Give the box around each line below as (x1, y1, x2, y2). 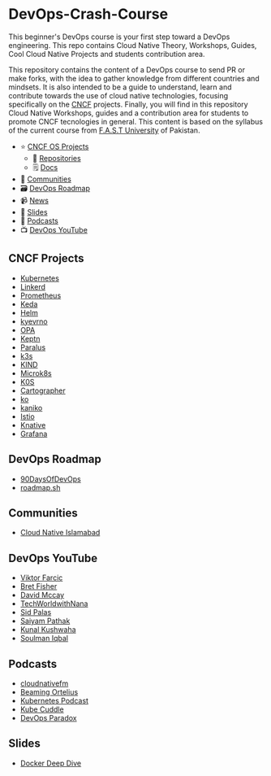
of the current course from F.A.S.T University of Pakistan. (8, 125, 200, 135)
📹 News (19, 195, 49, 205)
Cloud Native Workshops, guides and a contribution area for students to (8, 107, 249, 118)
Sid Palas (19, 608, 52, 617)
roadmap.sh (19, 482, 61, 492)
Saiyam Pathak (19, 616, 71, 626)
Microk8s (19, 368, 52, 378)
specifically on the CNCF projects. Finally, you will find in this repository (8, 99, 249, 109)
